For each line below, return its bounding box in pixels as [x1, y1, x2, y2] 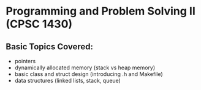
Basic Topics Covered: [6, 41, 93, 52]
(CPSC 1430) [6, 17, 73, 31]
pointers [14, 58, 36, 64]
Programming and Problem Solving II [6, 4, 195, 18]
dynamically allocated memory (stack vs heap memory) [14, 64, 156, 71]
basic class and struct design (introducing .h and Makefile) [14, 71, 163, 77]
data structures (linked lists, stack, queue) [14, 77, 121, 84]
